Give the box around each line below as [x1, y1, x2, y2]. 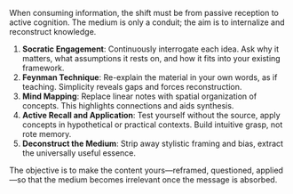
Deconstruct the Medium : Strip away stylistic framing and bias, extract [21, 138, 284, 149]
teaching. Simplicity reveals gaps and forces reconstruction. [21, 82, 242, 92]
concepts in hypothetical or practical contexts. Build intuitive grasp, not [21, 119, 283, 130]
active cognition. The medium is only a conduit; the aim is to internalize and [9, 17, 286, 28]
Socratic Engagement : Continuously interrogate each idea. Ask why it [21, 44, 280, 54]
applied [256, 165, 284, 175]
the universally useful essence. [21, 148, 136, 158]
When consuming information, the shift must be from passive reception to [9, 8, 280, 18]
